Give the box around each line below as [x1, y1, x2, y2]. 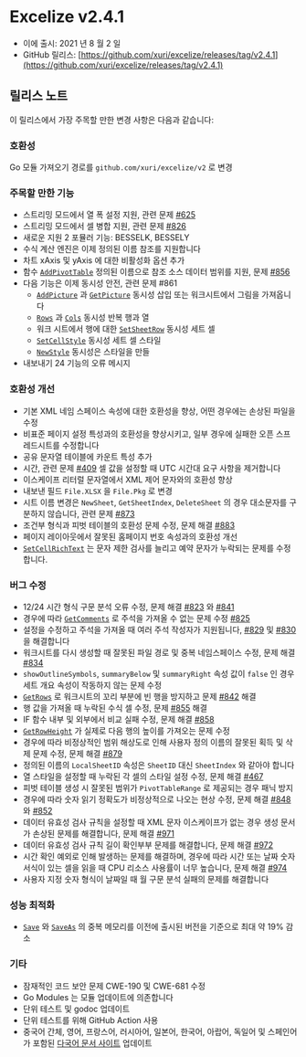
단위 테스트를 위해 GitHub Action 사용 [22, 1014, 159, 1025]
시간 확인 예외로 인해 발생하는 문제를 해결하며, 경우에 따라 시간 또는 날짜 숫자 [22, 851, 296, 861]
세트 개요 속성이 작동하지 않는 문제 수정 [22, 679, 163, 691]
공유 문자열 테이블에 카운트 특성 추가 [22, 450, 153, 462]
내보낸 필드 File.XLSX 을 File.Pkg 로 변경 [22, 485, 174, 496]
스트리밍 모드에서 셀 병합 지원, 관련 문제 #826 [22, 221, 187, 232]
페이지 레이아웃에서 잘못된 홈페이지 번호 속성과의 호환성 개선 [22, 531, 238, 542]
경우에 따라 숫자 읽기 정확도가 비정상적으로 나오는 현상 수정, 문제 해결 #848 [22, 793, 291, 805]
